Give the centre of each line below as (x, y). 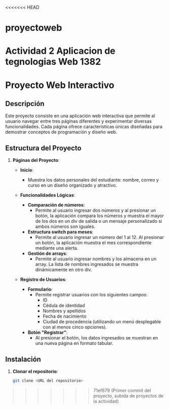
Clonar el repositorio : (35, 371)
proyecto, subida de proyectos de (128, 396)
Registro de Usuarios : (43, 280)
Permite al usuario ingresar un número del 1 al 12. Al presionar (100, 237)
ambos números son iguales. (65, 227)
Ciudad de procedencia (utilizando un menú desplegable (102, 322)
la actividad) (106, 401)
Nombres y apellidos (64, 311)
